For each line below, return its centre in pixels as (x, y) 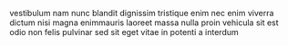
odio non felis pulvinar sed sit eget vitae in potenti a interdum (124, 32)
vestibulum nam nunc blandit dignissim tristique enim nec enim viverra (142, 13)
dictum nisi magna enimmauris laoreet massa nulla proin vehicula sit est (144, 23)
